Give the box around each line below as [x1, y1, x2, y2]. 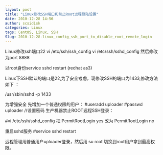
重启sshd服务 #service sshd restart [5, 128, 76, 134]
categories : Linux [5, 25, 43, 30]
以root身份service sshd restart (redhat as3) [5, 65, 93, 71]
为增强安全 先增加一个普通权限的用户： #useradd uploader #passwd [5, 101, 143, 107]
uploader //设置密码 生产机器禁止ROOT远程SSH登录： [5, 107, 114, 113]
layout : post [5, 7, 32, 12]
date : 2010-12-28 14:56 [5, 16, 54, 21]
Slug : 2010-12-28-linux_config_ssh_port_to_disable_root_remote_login [5, 35, 152, 40]
